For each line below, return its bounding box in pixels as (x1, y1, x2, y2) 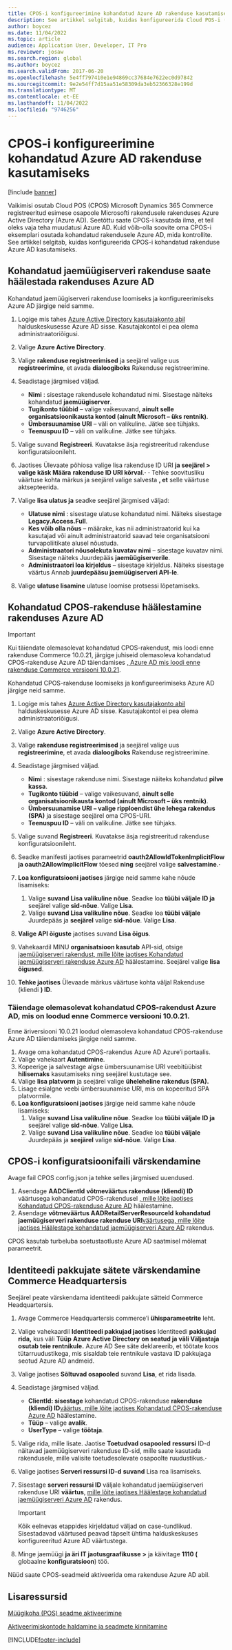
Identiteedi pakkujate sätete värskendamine (8, 1264, 201, 1276)
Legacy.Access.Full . (28, 517, 88, 525)
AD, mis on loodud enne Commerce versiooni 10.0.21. (8, 1011, 190, 1021)
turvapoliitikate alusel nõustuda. (28, 539, 119, 547)
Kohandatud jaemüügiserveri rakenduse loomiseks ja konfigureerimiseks (8, 294, 214, 302)
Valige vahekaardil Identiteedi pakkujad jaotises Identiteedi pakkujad (17, 1328, 216, 1336)
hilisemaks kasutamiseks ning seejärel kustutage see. (17, 1069, 171, 1078)
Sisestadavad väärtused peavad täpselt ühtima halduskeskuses (17, 1529, 198, 1538)
